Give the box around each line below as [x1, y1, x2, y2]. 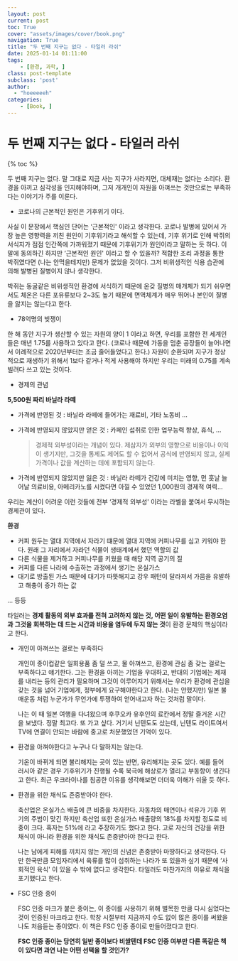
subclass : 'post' [7, 76, 59, 84]
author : [7, 83, 31, 90]
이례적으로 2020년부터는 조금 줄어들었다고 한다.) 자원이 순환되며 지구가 [14, 347, 213, 356]
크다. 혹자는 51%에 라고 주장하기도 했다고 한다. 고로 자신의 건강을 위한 [31, 823, 225, 832]
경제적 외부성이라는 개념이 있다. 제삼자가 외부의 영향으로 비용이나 [35, 440, 216, 449]
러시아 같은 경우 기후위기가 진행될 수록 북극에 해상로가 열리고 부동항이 [17, 766, 212, 775]
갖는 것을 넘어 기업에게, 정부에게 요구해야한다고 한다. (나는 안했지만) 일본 [17, 685, 220, 694]
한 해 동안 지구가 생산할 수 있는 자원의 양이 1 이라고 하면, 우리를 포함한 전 [7, 330, 208, 338]
